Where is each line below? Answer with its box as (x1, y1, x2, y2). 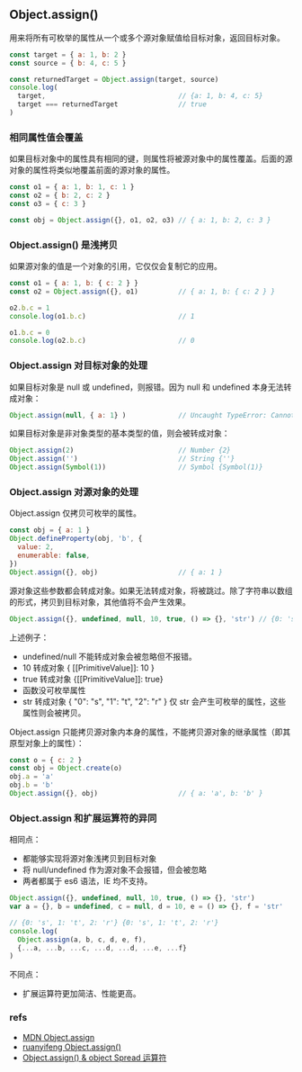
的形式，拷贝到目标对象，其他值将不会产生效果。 (9, 596, 191, 607)
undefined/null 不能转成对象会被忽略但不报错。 (22, 651, 197, 662)
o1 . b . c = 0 (9, 328, 50, 337)
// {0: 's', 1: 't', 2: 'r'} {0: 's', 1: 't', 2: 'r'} (9, 918, 219, 927)
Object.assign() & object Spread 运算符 (22, 1052, 167, 1063)
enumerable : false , (17, 551, 91, 560)
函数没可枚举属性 (22, 684, 86, 696)
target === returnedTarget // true (17, 100, 207, 109)
